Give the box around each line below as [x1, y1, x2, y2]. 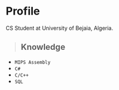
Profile [5, 4, 40, 18]
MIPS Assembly [14, 59, 51, 65]
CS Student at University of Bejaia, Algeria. [5, 24, 114, 32]
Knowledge [20, 42, 65, 52]
